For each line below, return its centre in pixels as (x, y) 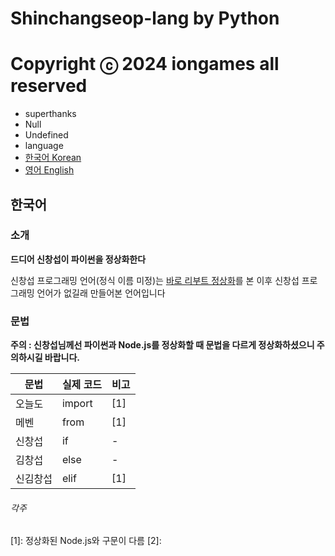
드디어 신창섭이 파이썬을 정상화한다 (78, 259)
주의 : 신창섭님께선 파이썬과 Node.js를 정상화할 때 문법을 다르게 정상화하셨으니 (162, 345)
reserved (49, 86)
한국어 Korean (53, 158)
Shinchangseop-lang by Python (145, 18)
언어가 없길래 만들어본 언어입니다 (101, 293)
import (77, 404)
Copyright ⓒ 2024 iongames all (145, 64)
